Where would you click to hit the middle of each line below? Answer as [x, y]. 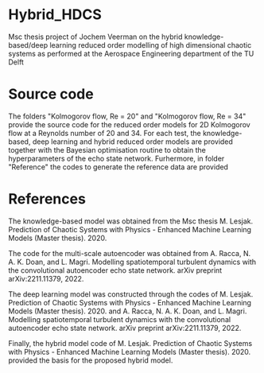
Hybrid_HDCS [55, 15]
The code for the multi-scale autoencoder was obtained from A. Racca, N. [130, 253]
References [47, 199]
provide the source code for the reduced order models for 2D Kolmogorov [129, 124]
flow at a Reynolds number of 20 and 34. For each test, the [105, 133]
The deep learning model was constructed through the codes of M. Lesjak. [131, 294]
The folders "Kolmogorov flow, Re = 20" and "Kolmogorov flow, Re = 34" [127, 116]
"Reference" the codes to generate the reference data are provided [118, 167]
